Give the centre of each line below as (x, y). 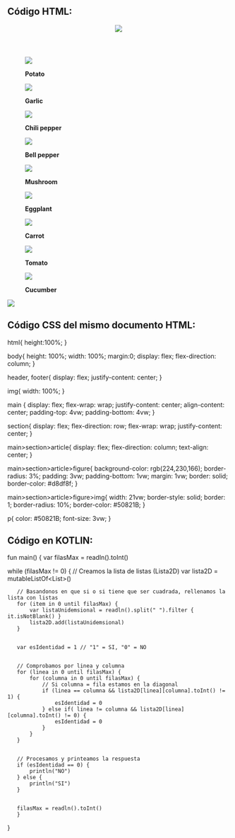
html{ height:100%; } (37, 342)
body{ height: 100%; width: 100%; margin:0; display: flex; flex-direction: (112, 356)
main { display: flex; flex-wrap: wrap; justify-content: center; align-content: (116, 404)
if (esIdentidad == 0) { (53, 765)
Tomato (36, 263)
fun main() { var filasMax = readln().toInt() (68, 558)
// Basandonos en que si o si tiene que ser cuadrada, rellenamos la (121, 592)
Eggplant (38, 209)
